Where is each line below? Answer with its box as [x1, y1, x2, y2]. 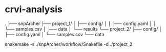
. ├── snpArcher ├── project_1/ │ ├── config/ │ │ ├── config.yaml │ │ [5, 20, 156, 27]
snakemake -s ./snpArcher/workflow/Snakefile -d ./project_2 [5, 41, 133, 47]
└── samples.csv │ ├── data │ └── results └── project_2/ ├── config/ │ [5, 25, 162, 32]
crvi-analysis [5, 4, 63, 15]
